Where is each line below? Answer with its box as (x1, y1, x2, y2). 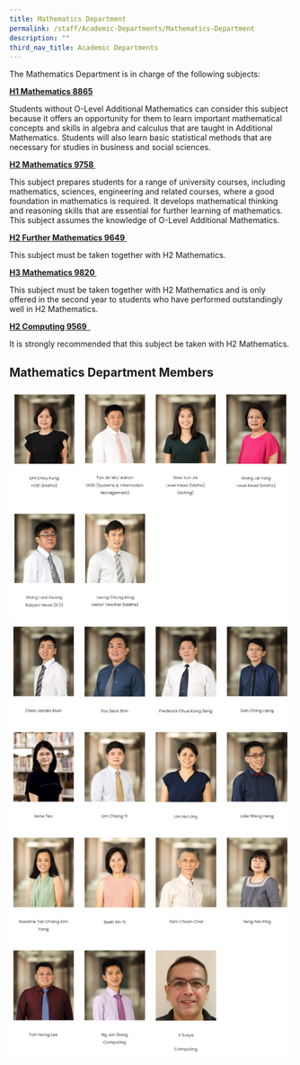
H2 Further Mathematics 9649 (9, 232, 126, 243)
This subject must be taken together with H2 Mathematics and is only (9, 284, 267, 296)
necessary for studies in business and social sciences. (9, 142, 211, 153)
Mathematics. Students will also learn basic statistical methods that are (9, 132, 272, 143)
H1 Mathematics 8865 (9, 86, 93, 97)
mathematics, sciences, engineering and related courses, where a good (9, 186, 275, 197)
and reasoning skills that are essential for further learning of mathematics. (9, 205, 283, 216)
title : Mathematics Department (9, 14, 127, 23)
